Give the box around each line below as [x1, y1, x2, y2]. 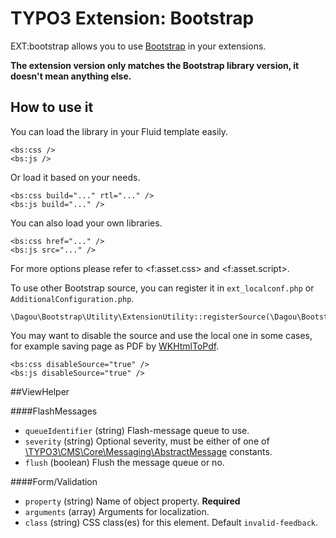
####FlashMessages [10, 405, 98, 417]
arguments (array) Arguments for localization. [24, 505, 210, 517]
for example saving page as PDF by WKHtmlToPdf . [10, 340, 220, 352]
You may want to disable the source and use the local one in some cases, [10, 329, 313, 341]
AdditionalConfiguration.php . [10, 292, 135, 304]
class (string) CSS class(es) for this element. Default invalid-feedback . [24, 516, 318, 528]
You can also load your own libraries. [10, 217, 163, 229]
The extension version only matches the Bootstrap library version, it [10, 59, 300, 71]
